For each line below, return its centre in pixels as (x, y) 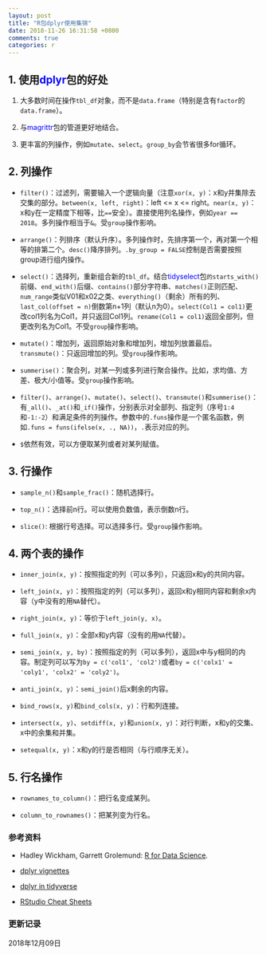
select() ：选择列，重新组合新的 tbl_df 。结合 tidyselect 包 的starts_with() (139, 276)
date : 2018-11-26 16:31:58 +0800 (64, 30)
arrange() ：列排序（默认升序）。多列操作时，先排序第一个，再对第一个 (135, 239)
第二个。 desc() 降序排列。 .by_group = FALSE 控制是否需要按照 (141, 249)
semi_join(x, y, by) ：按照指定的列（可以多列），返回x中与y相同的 (129, 652)
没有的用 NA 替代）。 (75, 601)
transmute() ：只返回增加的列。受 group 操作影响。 (101, 353)
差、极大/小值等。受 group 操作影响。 (79, 380)
